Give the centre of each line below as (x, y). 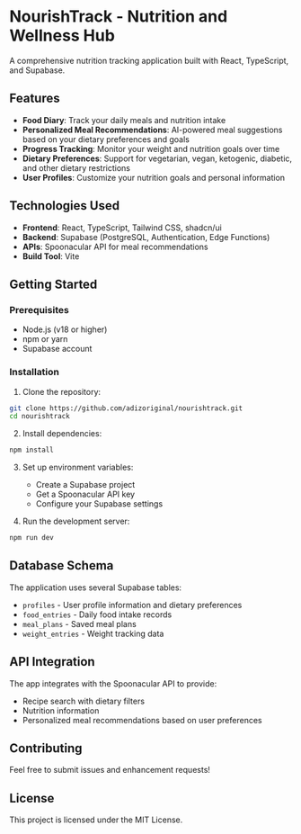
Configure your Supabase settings (99, 504)
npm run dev (31, 538)
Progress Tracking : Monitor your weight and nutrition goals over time (151, 148)
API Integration (53, 662)
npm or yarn (45, 339)
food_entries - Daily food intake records (97, 614)
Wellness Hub (62, 36)
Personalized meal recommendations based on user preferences (142, 720)
